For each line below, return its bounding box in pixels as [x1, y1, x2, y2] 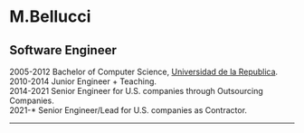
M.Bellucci [9, 6, 91, 27]
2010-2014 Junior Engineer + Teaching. [9, 76, 157, 87]
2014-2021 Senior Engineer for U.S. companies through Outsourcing [9, 86, 264, 96]
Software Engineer [9, 43, 118, 58]
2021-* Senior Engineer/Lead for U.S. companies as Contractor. [9, 105, 247, 115]
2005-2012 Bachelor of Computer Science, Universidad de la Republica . [9, 66, 279, 77]
